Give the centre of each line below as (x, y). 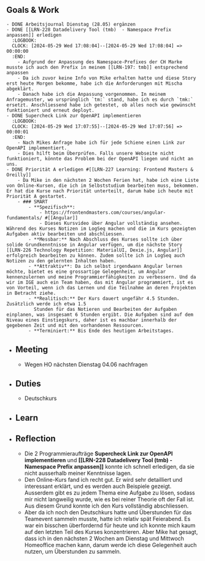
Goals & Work (33, 10)
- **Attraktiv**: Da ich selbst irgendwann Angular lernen (106, 266)
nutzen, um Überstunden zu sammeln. (73, 551)
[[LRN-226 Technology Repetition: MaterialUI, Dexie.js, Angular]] (95, 250)
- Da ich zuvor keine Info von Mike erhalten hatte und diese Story (107, 78)
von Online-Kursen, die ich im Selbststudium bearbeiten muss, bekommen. (103, 186)
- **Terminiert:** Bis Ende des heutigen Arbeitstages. (101, 331)
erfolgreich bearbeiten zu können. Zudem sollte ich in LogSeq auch (96, 255)
